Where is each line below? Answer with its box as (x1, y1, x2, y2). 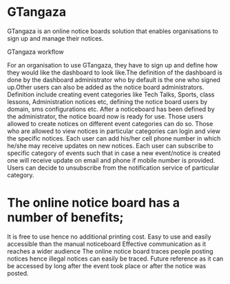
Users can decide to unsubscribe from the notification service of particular (7, 163, 220, 172)
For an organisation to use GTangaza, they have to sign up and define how (7, 61, 218, 69)
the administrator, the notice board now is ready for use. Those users (7, 112, 204, 121)
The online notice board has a (7, 195, 180, 211)
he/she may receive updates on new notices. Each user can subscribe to (7, 141, 213, 150)
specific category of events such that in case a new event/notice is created (7, 149, 221, 157)
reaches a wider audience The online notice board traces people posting (7, 247, 213, 255)
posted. (7, 269, 29, 277)
